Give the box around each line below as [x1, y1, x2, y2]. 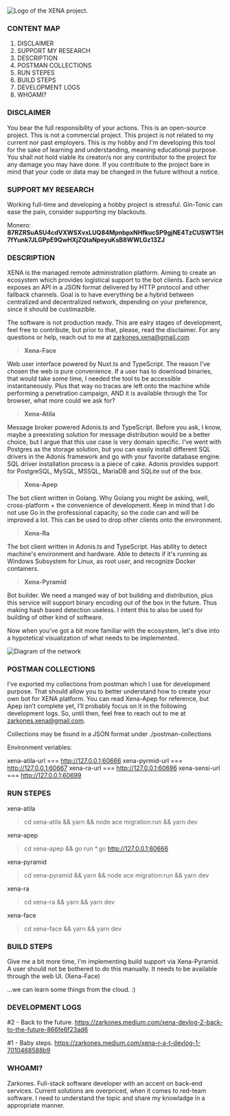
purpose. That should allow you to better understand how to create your [7, 687, 211, 696]
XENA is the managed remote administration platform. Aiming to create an [7, 269, 216, 277]
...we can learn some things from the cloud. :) [7, 986, 136, 994]
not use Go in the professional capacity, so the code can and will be [7, 509, 199, 517]
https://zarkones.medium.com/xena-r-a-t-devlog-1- [54, 1039, 201, 1047]
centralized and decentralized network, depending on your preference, [7, 298, 208, 306]
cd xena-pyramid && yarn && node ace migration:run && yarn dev [23, 871, 209, 879]
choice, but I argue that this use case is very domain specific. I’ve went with [7, 438, 222, 446]
